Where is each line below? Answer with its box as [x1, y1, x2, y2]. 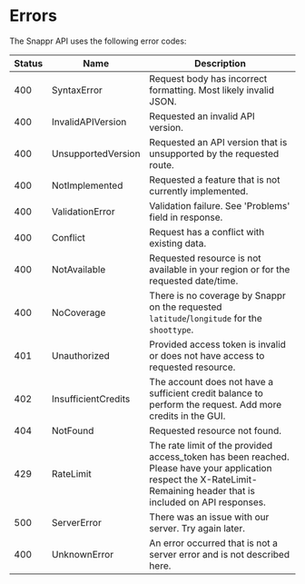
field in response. [149, 211, 223, 223]
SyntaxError [51, 84, 103, 96]
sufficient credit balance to [149, 387, 263, 400]
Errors [9, 5, 57, 26]
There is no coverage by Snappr [149, 289, 286, 302]
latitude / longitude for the [149, 312, 262, 324]
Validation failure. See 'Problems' [149, 199, 290, 212]
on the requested [149, 301, 222, 313]
